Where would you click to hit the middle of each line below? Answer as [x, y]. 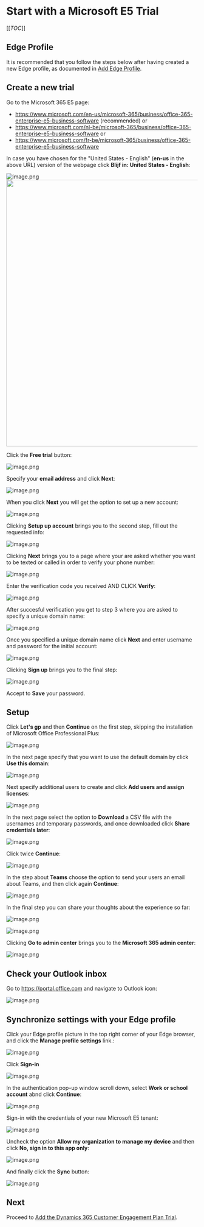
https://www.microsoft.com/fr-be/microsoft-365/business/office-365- [103, 140]
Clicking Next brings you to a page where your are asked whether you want [101, 556]
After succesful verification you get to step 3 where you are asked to [92, 609]
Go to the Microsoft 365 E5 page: [48, 102]
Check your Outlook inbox [57, 974]
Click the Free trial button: [39, 454]
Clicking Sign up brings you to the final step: [62, 670]
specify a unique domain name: [46, 616]
